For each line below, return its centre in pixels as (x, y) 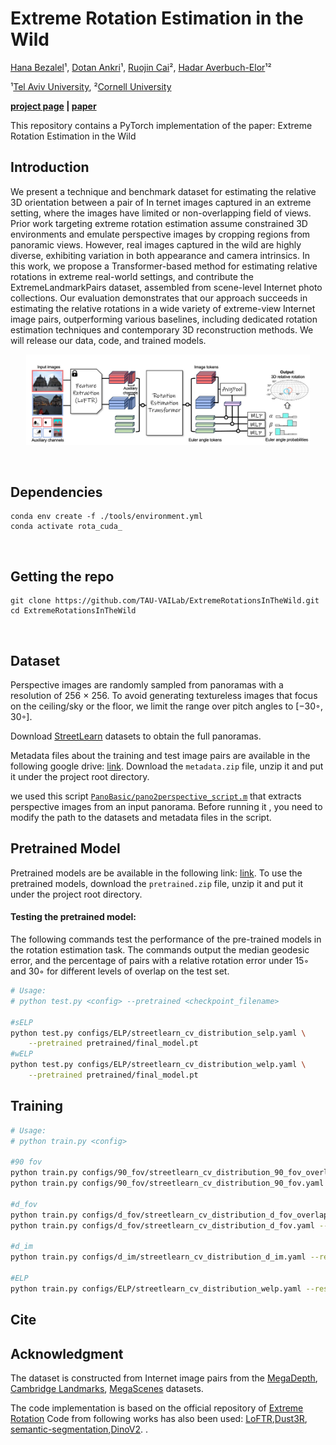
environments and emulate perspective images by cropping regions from (160, 234)
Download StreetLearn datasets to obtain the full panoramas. (136, 736)
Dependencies (56, 492)
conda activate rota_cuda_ (66, 527)
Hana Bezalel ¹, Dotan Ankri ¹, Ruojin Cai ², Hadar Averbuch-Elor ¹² (141, 67)
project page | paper (53, 106)
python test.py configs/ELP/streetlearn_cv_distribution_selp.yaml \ (158, 1033)
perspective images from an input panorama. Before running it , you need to (166, 807)
